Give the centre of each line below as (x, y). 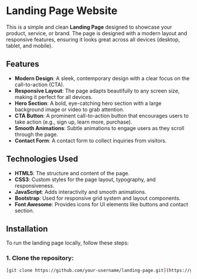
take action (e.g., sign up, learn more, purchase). (73, 122)
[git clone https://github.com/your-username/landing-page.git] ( (87, 270)
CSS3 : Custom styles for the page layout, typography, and (85, 179)
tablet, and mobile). (29, 46)
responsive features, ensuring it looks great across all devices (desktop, (93, 39)
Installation (27, 229)
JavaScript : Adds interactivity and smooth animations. (80, 192)
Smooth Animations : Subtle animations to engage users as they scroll (99, 128)
